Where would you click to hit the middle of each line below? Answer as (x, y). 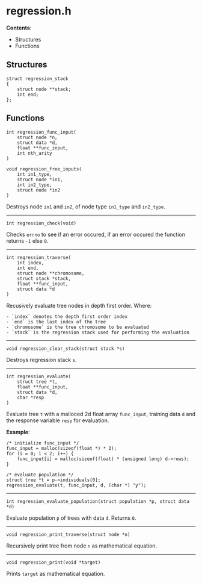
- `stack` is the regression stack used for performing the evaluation (98, 332)
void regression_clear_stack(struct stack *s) (66, 348)
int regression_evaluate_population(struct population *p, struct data (98, 501)
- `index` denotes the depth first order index (67, 316)
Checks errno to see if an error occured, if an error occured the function (96, 234)
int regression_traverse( (38, 257)
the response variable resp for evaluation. (58, 420)
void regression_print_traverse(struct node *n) (68, 534)
